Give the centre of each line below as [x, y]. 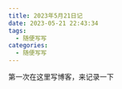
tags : [17, 30]
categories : [28, 46]
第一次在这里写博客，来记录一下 [61, 77]
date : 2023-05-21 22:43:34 [53, 23]
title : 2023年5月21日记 [45, 16]
